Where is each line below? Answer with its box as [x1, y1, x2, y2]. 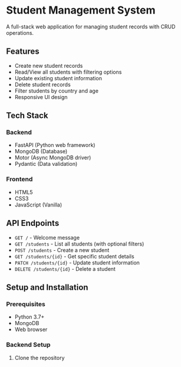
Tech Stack [6, 110, 48, 121]
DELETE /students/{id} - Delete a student [14, 265, 116, 272]
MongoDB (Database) [14, 148, 68, 155]
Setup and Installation [6, 282, 88, 292]
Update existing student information [14, 74, 102, 81]
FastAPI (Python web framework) [14, 142, 96, 149]
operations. [6, 29, 34, 36]
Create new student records [14, 62, 83, 69]
